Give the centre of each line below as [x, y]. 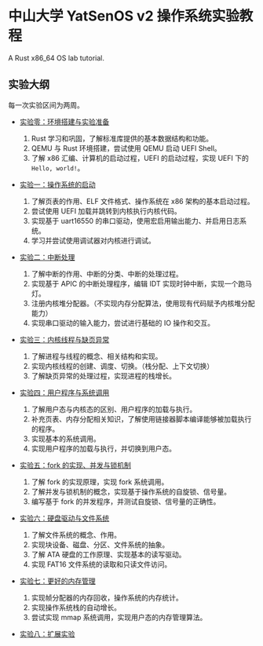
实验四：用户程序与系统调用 [64, 392]
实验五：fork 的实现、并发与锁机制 [75, 465]
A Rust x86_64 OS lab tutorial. [56, 58]
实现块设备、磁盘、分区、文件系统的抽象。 [100, 544]
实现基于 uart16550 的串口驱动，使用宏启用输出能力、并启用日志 [135, 221]
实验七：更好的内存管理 [57, 581]
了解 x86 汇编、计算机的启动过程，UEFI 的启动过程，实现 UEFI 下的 [140, 158]
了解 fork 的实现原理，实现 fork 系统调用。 [100, 482]
